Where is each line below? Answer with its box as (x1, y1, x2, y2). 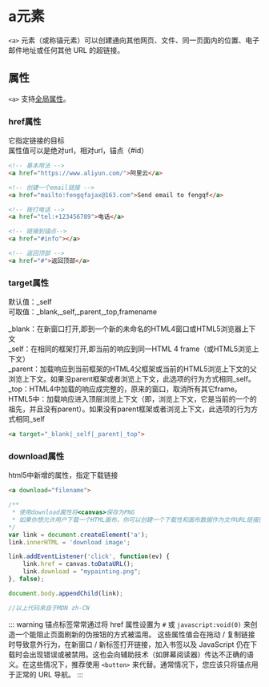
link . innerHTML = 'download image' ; (8, 538, 130, 546)
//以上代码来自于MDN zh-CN (8, 604, 90, 612)
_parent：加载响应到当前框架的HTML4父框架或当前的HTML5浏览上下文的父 (8, 364, 258, 374)
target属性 (8, 277, 50, 289)
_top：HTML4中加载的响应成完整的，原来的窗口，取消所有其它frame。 (8, 384, 242, 394)
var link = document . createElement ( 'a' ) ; (8, 531, 149, 539)
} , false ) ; (8, 575, 45, 584)
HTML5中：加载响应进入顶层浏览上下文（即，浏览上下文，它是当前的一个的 (8, 394, 258, 404)
